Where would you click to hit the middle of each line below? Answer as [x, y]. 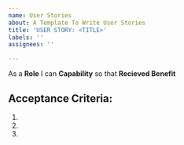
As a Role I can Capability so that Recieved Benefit [92, 74]
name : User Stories [40, 15]
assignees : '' [31, 45]
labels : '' [26, 37]
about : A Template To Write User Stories [77, 23]
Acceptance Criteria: [60, 98]
